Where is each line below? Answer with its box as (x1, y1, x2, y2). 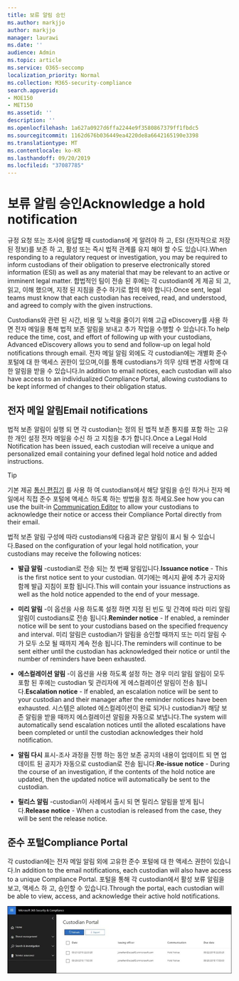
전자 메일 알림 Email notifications (7, 405, 148, 417)
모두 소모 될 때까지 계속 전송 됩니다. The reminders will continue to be (25, 639, 222, 647)
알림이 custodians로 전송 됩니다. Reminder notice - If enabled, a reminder (17, 614, 230, 622)
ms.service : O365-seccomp (7, 64, 84, 71)
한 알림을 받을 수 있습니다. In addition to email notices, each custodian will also (7, 367, 232, 375)
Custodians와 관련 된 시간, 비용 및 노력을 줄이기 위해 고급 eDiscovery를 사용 (7, 316, 221, 325)
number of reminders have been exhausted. (17, 654, 147, 663)
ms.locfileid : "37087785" (7, 162, 84, 169)
